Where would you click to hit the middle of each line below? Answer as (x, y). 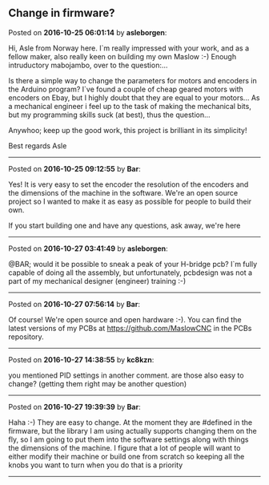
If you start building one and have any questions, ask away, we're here (124, 225)
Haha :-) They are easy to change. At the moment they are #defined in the (130, 422)
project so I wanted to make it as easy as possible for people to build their (130, 201)
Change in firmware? (62, 13)
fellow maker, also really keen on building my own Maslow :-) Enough (122, 56)
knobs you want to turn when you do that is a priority (96, 465)
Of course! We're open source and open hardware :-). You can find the (125, 319)
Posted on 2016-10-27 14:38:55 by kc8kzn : (81, 359)
